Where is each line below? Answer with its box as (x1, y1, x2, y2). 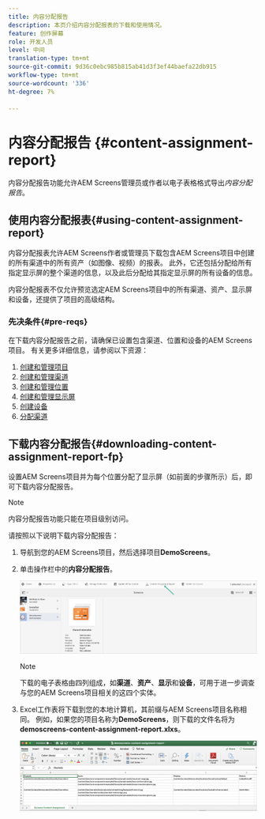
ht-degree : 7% (8, 88, 55, 96)
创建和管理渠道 (19, 372, 69, 382)
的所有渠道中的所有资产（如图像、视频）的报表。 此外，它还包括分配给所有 (8, 258, 252, 268)
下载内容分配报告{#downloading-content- (8, 437, 217, 451)
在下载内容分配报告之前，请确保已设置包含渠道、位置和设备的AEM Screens (8, 336, 252, 345)
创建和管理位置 (19, 382, 69, 391)
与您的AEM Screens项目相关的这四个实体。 (19, 688, 161, 697)
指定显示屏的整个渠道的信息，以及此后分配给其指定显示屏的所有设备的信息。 (8, 268, 257, 277)
